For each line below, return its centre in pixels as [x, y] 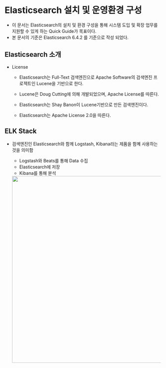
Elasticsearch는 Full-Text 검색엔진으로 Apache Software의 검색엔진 [86, 77]
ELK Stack [21, 131]
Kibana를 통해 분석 [38, 173]
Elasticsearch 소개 [33, 55]
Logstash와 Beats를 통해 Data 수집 [54, 160]
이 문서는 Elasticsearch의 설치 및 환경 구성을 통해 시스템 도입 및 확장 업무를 [85, 25]
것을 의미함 [23, 150]
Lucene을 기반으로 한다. [60, 83]
